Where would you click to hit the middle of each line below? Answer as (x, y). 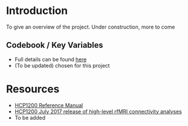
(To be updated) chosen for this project (62, 65)
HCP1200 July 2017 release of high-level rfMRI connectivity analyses (98, 111)
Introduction (37, 11)
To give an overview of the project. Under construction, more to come (90, 27)
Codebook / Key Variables (55, 45)
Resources (33, 89)
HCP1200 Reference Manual (49, 105)
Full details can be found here (51, 59)
